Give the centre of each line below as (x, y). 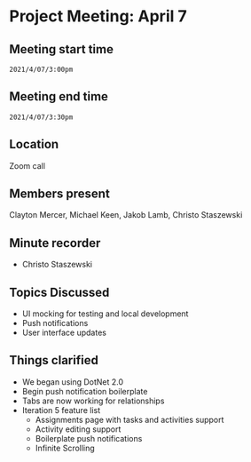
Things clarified (54, 360)
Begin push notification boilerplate (85, 391)
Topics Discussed (59, 292)
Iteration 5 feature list (61, 410)
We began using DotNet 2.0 (73, 382)
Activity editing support (78, 429)
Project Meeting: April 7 (98, 16)
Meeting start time (61, 49)
